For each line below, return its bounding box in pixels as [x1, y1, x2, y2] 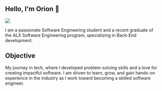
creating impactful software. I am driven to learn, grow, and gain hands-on [5, 69, 156, 76]
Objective [5, 52, 36, 60]
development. [5, 37, 33, 43]
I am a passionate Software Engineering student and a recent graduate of [5, 27, 154, 33]
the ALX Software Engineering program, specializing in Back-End [5, 32, 136, 38]
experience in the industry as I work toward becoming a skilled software [5, 75, 151, 81]
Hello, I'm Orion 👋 [5, 5, 60, 13]
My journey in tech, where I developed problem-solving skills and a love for [5, 65, 158, 70]
